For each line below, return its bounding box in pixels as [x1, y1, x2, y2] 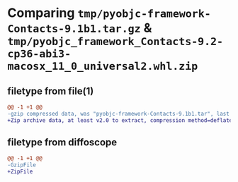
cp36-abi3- [7, 47, 72, 61]
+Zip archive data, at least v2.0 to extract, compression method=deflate [7, 116, 233, 124]
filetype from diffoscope [7, 136, 118, 149]
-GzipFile [7, 162, 37, 169]
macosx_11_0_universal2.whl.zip [7, 60, 198, 73]
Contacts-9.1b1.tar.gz [7, 23, 141, 36]
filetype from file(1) [7, 85, 94, 97]
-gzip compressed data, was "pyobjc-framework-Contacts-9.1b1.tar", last [7, 110, 230, 117]
